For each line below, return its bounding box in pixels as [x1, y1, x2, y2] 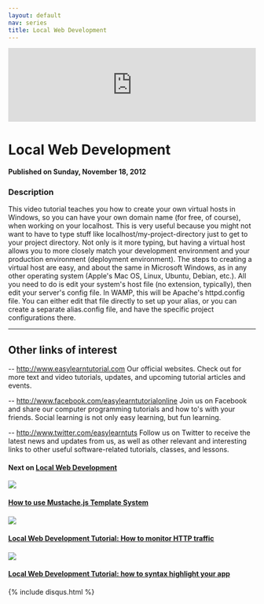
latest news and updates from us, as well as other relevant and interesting [8, 436, 247, 446]
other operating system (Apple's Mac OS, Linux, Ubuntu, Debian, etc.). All [8, 271, 247, 281]
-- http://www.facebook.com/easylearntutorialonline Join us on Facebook [8, 396, 247, 406]
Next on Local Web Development [8, 462, 118, 472]
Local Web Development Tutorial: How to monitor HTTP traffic [8, 533, 214, 543]
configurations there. [8, 313, 76, 322]
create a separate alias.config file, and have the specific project [8, 304, 214, 315]
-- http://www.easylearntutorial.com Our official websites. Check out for [8, 364, 242, 374]
